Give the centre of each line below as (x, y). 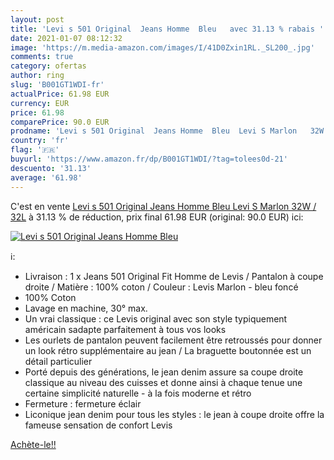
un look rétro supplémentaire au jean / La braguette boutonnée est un (168, 350)
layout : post (37, 19)
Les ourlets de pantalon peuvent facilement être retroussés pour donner (173, 340)
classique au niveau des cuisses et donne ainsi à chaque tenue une (163, 382)
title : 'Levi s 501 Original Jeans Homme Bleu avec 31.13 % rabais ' (167, 29)
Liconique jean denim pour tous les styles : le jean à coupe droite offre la (174, 414)
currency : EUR (40, 103)
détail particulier (58, 361)
